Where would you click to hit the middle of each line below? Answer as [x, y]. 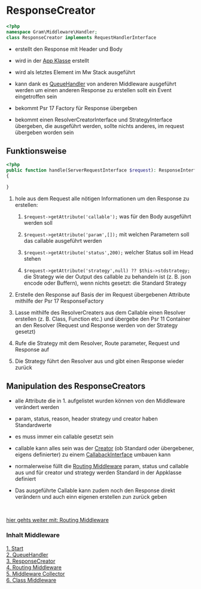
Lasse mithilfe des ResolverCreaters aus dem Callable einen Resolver [100, 312]
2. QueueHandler [28, 554]
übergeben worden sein [44, 132]
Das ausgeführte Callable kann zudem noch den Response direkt [95, 490]
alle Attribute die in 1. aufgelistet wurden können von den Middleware [100, 401]
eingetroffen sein [36, 96]
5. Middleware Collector [36, 573]
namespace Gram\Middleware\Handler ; [52, 32]
